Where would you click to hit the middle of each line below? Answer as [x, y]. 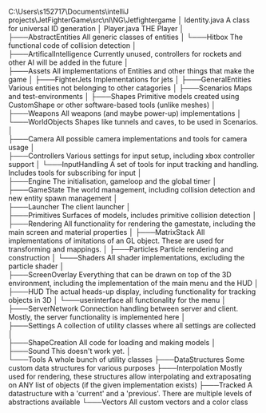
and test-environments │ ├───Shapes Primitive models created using [124, 96]
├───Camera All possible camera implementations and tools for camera [128, 139]
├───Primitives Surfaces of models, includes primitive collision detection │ [133, 215]
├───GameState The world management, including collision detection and [132, 190]
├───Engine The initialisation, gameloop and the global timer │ [113, 181]
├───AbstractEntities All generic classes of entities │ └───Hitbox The [126, 37]
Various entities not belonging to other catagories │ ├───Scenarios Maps [131, 88]
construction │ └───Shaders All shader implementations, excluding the [127, 258]
